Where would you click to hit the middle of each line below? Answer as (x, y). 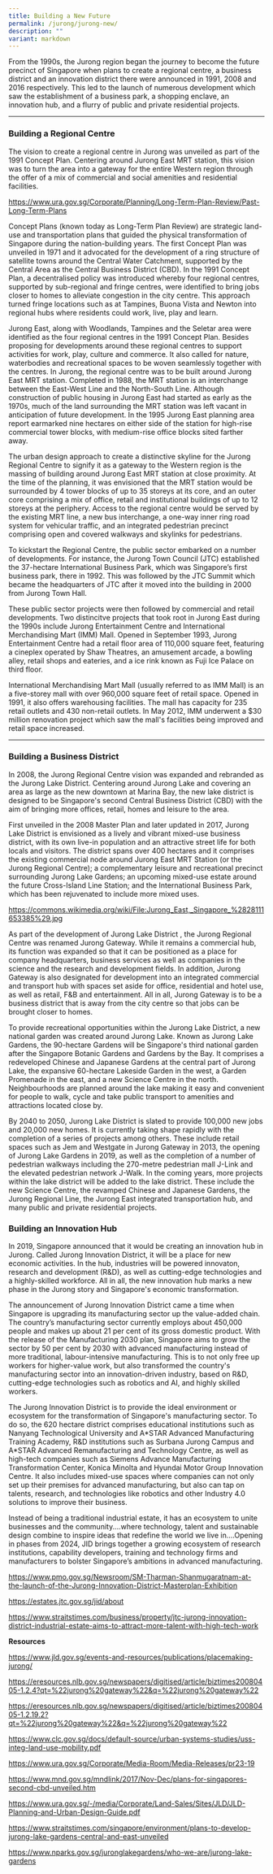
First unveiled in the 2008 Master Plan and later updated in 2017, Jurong (129, 824)
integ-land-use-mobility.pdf (55, 1748)
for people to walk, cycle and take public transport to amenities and (121, 1096)
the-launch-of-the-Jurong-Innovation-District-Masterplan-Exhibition (123, 1585)
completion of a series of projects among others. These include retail (124, 1138)
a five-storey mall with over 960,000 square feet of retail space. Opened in (133, 694)
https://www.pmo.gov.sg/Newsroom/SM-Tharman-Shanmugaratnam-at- (130, 1577)
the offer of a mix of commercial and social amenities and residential (123, 177)
